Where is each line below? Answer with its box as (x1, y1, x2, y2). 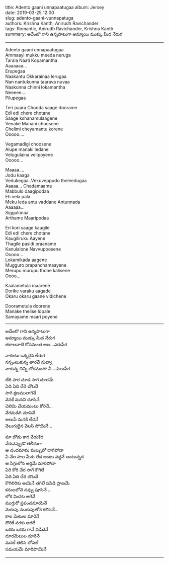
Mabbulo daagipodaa (5, 188, 49, 194)
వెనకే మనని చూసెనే (5, 396, 40, 402)
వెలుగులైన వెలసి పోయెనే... (5, 423, 53, 429)
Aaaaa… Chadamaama (5, 183, 52, 189)
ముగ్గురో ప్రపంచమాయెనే (5, 500, 47, 506)
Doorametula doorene (5, 303, 51, 309)
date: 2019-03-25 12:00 (5, 10, 54, 16)
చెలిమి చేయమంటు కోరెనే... (5, 403, 53, 409)
